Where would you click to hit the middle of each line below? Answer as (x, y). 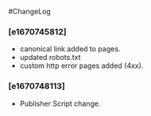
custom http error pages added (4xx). (81, 65)
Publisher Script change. (60, 103)
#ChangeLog (30, 11)
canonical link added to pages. (70, 49)
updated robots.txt (50, 58)
